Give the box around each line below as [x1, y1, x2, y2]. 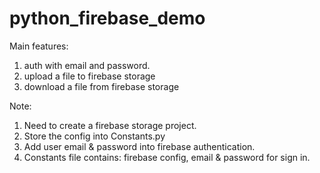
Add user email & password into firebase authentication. [23, 140, 256, 152]
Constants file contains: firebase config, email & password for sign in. [23, 151, 311, 163]
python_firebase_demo [9, 7, 206, 30]
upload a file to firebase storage [23, 70, 156, 82]
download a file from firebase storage [23, 80, 180, 92]
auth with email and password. [23, 59, 151, 71]
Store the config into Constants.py [23, 130, 166, 142]
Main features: [9, 40, 69, 52]
